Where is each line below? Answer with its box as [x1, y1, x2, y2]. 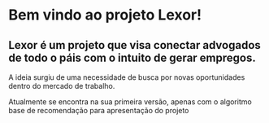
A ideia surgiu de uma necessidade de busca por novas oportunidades [8, 72, 245, 82]
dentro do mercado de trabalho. [8, 81, 115, 90]
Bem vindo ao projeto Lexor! [8, 6, 202, 24]
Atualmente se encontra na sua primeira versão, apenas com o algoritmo [8, 97, 252, 107]
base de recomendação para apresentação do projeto [8, 106, 189, 115]
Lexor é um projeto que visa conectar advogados [8, 38, 262, 52]
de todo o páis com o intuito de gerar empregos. [8, 51, 256, 64]
